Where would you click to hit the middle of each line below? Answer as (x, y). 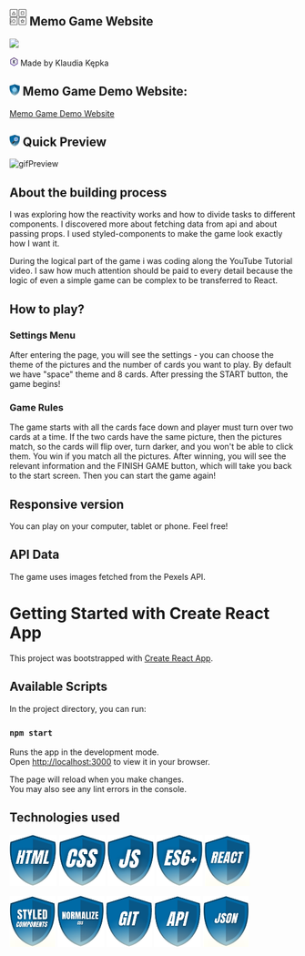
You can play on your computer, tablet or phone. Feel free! (119, 526)
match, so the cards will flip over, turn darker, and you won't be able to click (152, 447)
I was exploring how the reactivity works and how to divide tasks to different (152, 215)
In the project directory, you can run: (78, 708)
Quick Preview (65, 142)
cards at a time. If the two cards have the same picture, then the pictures (146, 437)
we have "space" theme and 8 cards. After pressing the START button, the (149, 374)
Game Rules (36, 407)
